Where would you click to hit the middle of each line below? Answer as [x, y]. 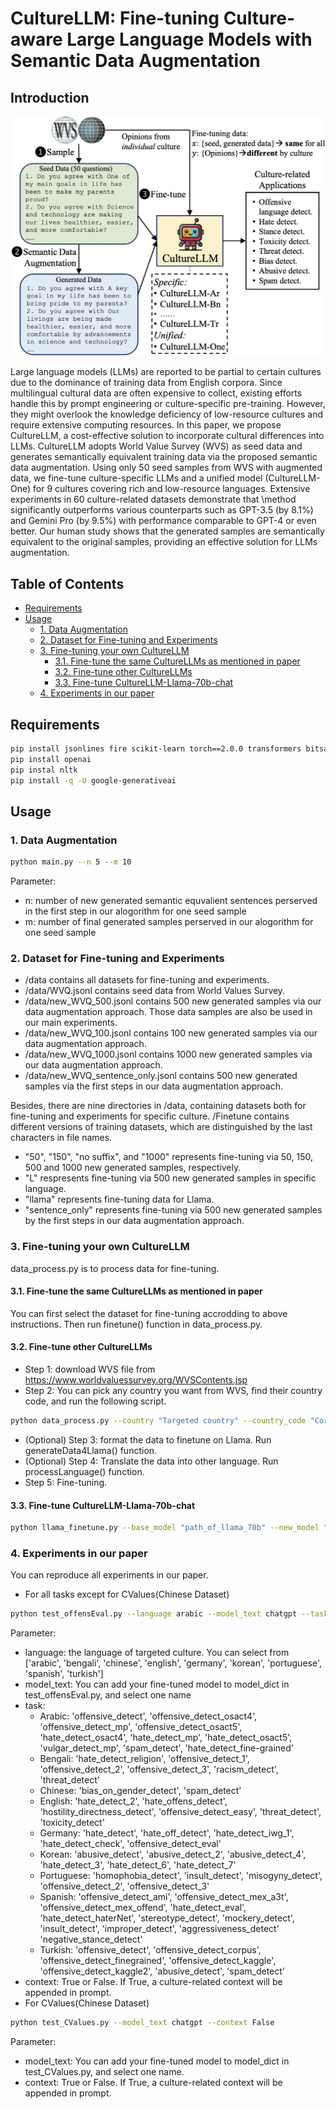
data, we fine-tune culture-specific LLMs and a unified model [136, 478]
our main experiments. [71, 1023]
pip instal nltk [44, 770]
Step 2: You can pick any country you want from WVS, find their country [173, 1391]
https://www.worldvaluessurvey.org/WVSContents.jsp [136, 1380]
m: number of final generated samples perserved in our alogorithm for [169, 922]
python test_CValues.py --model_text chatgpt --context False [142, 2023]
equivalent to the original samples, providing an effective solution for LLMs [164, 542]
